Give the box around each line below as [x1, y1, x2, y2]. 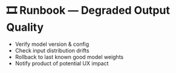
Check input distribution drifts [15, 46, 90, 54]
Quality [6, 21, 44, 34]
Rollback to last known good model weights [15, 53, 124, 60]
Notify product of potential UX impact [15, 60, 109, 67]
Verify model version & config [15, 40, 90, 48]
